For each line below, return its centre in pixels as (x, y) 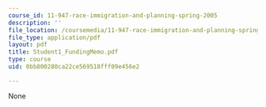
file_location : (33, 30)
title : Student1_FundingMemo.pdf (63, 52)
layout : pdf (28, 45)
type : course (30, 60)
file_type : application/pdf (55, 37)
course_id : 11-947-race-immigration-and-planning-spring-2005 (113, 15)
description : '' (35, 23)
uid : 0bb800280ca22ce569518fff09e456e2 (74, 67)
